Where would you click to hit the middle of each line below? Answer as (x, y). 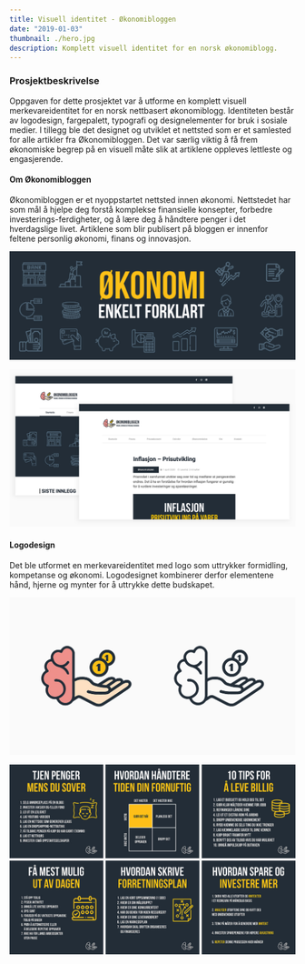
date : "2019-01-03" (46, 29)
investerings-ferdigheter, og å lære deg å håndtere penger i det (128, 219)
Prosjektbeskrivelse (54, 81)
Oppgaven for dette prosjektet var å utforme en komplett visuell (128, 101)
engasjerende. (36, 158)
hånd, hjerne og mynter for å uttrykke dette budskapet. (112, 584)
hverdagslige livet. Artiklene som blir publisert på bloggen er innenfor (139, 228)
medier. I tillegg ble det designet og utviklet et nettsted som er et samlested (151, 130)
